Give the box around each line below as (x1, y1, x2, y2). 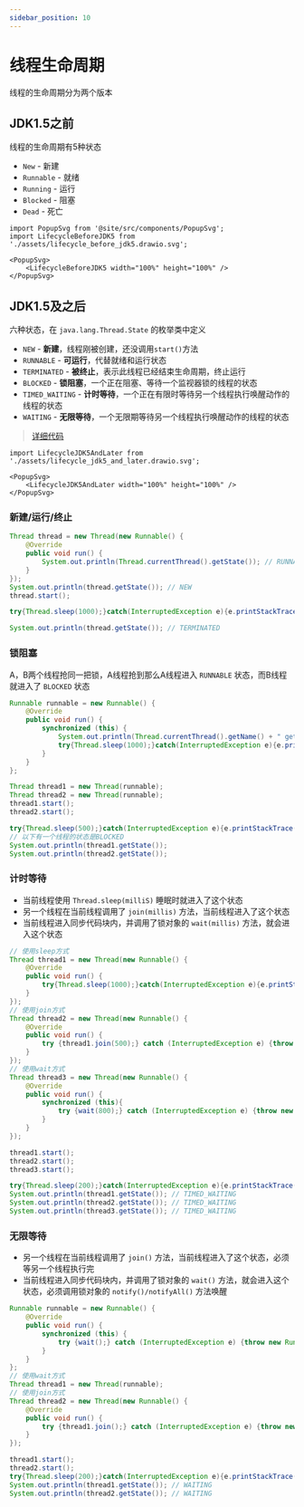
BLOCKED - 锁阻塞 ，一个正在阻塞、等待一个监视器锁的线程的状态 (22, 378, 258, 389)
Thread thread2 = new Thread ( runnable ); (9, 791, 165, 800)
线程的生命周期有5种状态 (9, 141, 102, 152)
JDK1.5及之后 (9, 298, 86, 313)
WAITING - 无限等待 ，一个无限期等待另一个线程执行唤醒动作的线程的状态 (22, 411, 290, 422)
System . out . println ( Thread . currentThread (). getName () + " (57, 733, 281, 742)
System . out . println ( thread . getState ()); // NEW (9, 582, 193, 591)
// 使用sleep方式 (9, 946, 70, 955)
